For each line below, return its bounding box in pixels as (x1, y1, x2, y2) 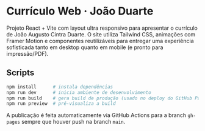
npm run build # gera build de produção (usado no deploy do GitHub (6, 95, 192, 101)
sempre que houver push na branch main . (21, 118, 126, 126)
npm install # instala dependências (6, 84, 113, 90)
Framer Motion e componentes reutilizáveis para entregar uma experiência (6, 37, 194, 44)
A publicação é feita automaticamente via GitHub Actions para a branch (6, 112, 187, 119)
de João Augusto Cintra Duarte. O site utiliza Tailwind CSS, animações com (6, 30, 196, 38)
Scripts (6, 68, 35, 78)
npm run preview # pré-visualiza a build (6, 101, 116, 107)
